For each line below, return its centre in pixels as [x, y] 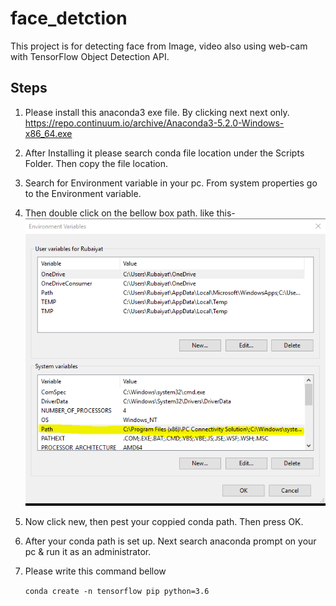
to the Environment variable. [83, 193]
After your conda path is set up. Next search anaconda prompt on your [170, 541]
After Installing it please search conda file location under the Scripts [164, 153]
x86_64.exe [48, 133]
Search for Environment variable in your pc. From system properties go [171, 183]
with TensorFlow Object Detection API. [90, 56]
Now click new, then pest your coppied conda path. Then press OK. [164, 522]
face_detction [69, 18]
